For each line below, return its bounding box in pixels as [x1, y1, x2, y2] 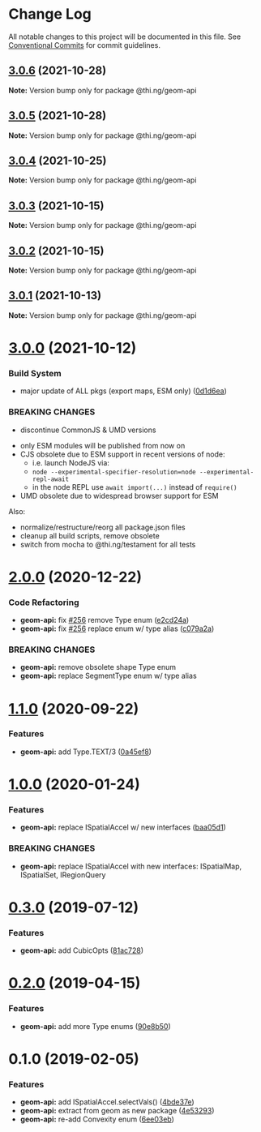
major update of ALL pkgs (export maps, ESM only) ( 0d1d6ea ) [19, 386, 227, 396]
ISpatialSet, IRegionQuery [19, 869, 106, 880]
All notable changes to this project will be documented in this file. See [8, 32, 242, 41]
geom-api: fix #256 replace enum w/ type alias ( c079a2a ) [19, 624, 215, 633]
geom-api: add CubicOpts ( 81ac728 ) [19, 945, 144, 955]
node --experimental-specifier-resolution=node [32, 468, 196, 476]
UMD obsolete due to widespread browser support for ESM [19, 491, 219, 500]
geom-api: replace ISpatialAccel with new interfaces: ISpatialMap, [19, 861, 242, 871]
